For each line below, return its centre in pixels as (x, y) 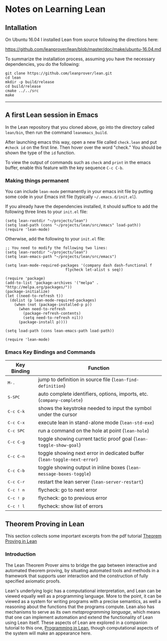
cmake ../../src (22, 91)
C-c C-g (16, 442)
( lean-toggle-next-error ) (68, 459)
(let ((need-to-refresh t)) (34, 296)
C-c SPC (16, 431)
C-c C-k (16, 411)
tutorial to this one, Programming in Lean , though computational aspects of (82, 628)
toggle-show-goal (59, 445)
